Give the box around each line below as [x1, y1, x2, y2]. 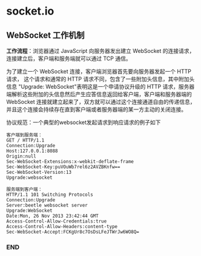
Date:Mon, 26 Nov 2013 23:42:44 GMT [6, 213, 99, 219]
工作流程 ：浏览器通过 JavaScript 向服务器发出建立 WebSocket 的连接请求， [6, 47, 195, 54]
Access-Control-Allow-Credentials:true [6, 218, 107, 224]
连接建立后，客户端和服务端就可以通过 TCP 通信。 [6, 55, 131, 62]
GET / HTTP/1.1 [6, 137, 45, 144]
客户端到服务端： [6, 132, 43, 138]
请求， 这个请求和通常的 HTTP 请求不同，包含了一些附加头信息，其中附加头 [6, 75, 195, 83]
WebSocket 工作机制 [6, 30, 85, 40]
